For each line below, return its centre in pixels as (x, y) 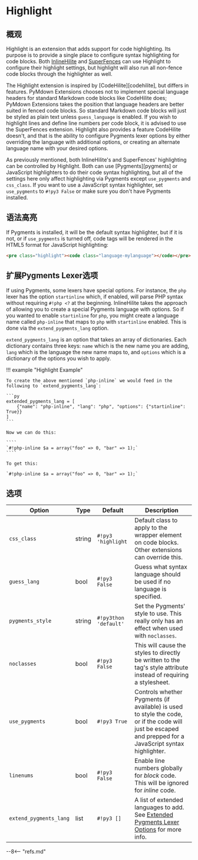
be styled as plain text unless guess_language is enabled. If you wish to (92, 117)
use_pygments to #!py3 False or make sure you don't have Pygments (88, 191)
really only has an (159, 621)
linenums (21, 776)
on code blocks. (157, 543)
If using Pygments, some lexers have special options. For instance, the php (96, 290)
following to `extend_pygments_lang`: (54, 386)
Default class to (156, 520)
